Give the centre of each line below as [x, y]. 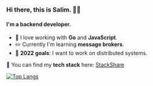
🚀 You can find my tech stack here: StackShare [65, 65]
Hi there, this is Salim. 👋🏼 [44, 10]
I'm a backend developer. [39, 24]
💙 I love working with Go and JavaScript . [66, 38]
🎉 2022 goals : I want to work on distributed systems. [81, 53]
